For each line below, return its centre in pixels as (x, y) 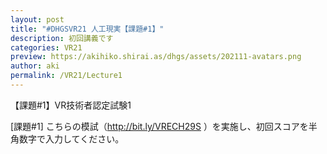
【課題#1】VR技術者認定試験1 (71, 105)
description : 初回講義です (62, 38)
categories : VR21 (46, 47)
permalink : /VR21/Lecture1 (66, 76)
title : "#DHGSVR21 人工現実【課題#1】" (87, 29)
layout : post (37, 19)
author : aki (35, 66)
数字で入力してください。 (71, 138)
